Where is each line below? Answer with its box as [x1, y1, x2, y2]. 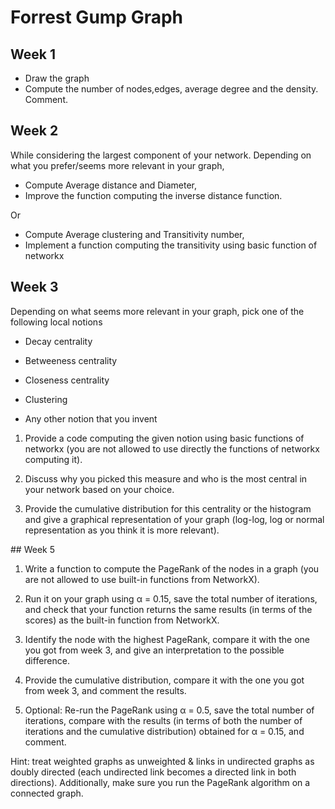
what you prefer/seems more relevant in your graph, [10, 159, 225, 171]
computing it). [24, 453, 83, 465]
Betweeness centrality [24, 354, 118, 366]
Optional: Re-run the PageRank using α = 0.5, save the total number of [24, 704, 315, 716]
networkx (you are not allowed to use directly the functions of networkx [24, 442, 320, 455]
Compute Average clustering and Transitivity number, [24, 228, 245, 240]
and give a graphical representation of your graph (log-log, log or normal [24, 513, 325, 525]
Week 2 [10, 122, 59, 140]
